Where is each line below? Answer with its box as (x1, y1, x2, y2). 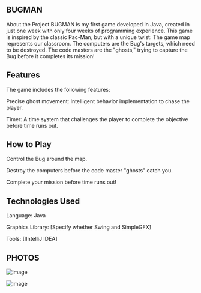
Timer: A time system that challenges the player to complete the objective (6, 115, 188, 122)
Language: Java (6, 212, 46, 219)
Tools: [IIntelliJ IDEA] (6, 235, 58, 243)
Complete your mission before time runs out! (6, 178, 117, 186)
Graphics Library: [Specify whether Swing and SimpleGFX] (6, 223, 152, 231)
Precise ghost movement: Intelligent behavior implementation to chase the (6, 97, 190, 104)
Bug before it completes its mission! (6, 52, 95, 59)
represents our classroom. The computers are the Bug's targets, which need (6, 40, 195, 47)
